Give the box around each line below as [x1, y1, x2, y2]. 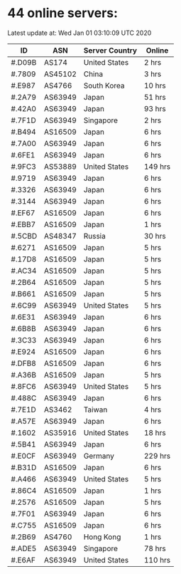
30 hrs [143, 231, 166, 241]
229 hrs [143, 451, 171, 461]
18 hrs [143, 427, 166, 437]
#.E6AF [11, 555, 35, 565]
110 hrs [143, 555, 171, 565]
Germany [83, 451, 115, 461]
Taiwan [83, 405, 108, 414]
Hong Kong [83, 532, 121, 542]
